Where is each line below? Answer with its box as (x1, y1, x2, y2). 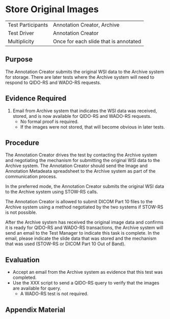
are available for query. (12, 285, 61, 292)
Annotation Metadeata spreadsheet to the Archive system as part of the (5, 168, 156, 174)
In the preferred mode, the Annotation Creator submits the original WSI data (5, 183, 164, 189)
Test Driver (8, 29, 35, 37)
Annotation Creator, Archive (52, 21, 120, 28)
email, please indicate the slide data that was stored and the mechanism (5, 235, 157, 242)
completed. (12, 274, 37, 280)
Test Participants (8, 21, 48, 28)
